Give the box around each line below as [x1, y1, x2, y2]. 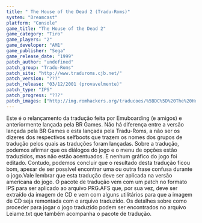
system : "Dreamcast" [6, 14, 58, 20]
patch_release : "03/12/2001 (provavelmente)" [6, 82, 122, 88]
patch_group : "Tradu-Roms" [6, 64, 74, 71]
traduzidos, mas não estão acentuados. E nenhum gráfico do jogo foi [6, 152, 177, 159]
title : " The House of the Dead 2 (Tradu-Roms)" [6, 8, 130, 15]
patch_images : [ [6, 98, 47, 104]
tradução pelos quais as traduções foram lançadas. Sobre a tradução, [6, 140, 179, 147]
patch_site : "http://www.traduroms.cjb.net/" [6, 70, 122, 76]
